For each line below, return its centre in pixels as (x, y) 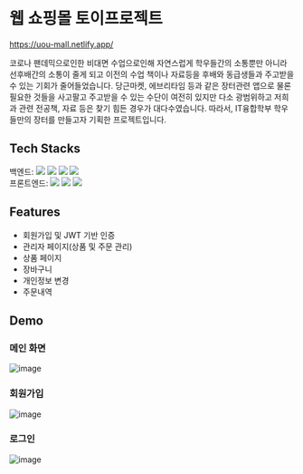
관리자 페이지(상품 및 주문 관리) (77, 247)
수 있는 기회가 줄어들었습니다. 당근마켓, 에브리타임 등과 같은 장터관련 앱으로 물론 (151, 85)
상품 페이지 (42, 257)
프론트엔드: (29, 183)
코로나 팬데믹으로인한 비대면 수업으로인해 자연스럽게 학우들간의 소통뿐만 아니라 (148, 63)
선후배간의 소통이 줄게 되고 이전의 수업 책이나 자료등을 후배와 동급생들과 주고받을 (152, 74)
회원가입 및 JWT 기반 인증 (69, 235)
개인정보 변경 (46, 280)
